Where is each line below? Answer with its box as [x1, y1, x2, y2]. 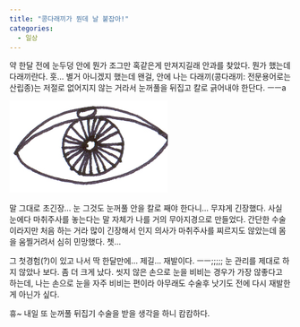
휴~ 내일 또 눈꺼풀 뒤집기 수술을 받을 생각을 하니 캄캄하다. [9, 308, 210, 319]
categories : [9, 23, 54, 33]
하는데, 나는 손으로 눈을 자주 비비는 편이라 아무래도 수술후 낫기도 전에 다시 [9, 278, 267, 288]
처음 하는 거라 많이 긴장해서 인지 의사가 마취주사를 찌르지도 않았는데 [39, 225, 278, 237]
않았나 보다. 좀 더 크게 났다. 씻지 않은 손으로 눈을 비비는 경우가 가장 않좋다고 [18, 267, 284, 278]
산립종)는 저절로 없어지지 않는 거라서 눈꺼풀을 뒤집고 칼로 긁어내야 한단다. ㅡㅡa [9, 82, 287, 93]
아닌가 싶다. [18, 289, 60, 300]
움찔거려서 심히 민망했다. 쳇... [18, 237, 122, 247]
